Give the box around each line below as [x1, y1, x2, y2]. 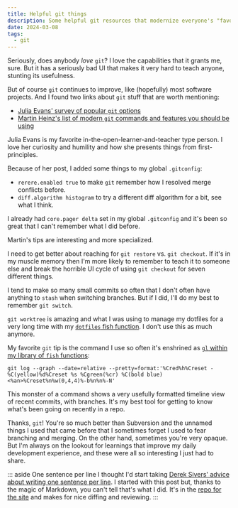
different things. [7, 272, 55, 281]
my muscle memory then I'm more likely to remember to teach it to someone [7, 257, 230, 266]
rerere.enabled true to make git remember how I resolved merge [17, 178, 211, 187]
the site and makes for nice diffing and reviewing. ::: [7, 493, 159, 502]
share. [7, 456, 26, 465]
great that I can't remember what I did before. [7, 222, 140, 231]
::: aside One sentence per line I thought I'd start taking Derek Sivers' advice [7, 470, 230, 479]
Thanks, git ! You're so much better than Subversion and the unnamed [7, 418, 212, 427]
